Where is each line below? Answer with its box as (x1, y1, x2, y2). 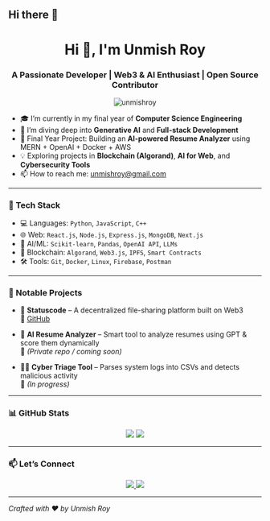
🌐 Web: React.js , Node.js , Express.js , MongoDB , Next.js (19, 230, 203, 240)
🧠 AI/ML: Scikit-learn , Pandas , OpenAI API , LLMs (19, 239, 178, 249)
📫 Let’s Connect (8, 458, 75, 469)
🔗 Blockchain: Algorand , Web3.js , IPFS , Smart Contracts (19, 247, 202, 258)
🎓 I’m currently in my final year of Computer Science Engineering (19, 114, 243, 123)
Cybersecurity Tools (19, 159, 91, 169)
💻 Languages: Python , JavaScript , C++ (19, 218, 147, 228)
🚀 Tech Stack (8, 199, 61, 210)
